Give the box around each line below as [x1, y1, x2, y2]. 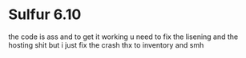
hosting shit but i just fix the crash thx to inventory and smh [8, 40, 204, 49]
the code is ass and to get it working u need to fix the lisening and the [8, 32, 239, 41]
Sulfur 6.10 [8, 6, 82, 24]
